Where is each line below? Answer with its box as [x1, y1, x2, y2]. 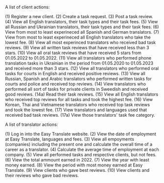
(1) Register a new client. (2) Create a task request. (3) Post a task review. [5, 14, 153, 19]
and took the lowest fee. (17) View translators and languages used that [5, 107, 147, 113]
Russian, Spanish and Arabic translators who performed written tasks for [5, 76, 152, 81]
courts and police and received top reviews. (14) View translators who [5, 81, 146, 87]
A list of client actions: [5, 4, 50, 10]
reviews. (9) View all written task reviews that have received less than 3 [5, 45, 149, 50]
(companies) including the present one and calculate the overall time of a [5, 142, 153, 147]
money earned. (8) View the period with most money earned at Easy [5, 162, 143, 168]
